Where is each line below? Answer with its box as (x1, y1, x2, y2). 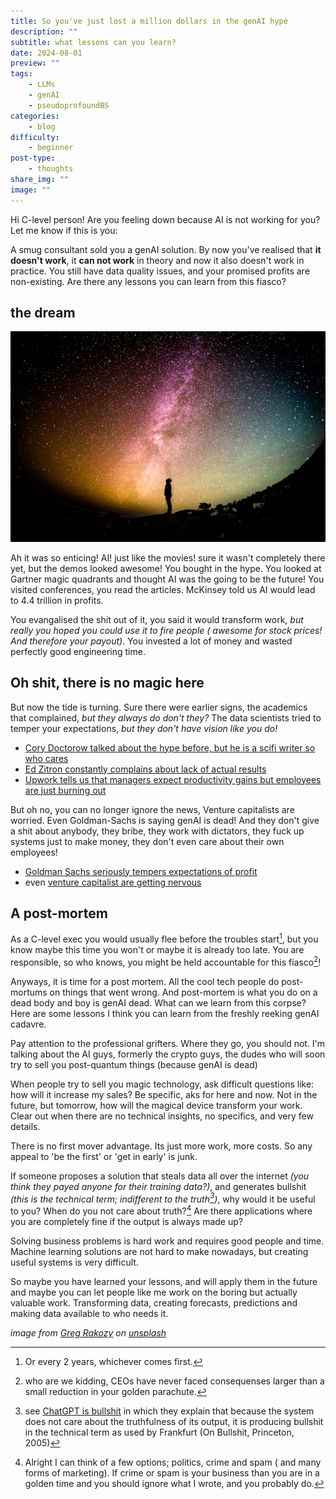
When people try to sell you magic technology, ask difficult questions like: (10, 1078, 315, 1090)
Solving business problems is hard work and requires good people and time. (10, 1235, 325, 1247)
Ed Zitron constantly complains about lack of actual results (24, 763, 267, 775)
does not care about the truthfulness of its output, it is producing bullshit (24, 1415, 324, 1427)
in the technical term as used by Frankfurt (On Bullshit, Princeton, (24, 1426, 295, 1438)
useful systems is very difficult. (10, 1256, 139, 1268)
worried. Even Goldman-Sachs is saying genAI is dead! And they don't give (10, 814, 320, 826)
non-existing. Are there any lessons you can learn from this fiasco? (10, 275, 287, 287)
